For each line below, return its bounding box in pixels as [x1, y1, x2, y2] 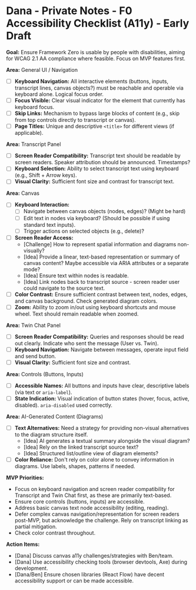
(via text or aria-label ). [14, 389, 72, 396]
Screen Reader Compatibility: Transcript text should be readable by [14, 152, 181, 160]
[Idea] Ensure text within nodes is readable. [23, 272, 129, 279]
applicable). [14, 130, 44, 137]
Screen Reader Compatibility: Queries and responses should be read [14, 333, 184, 340]
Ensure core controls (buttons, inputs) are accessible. [14, 498, 145, 505]
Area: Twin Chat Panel [6, 321, 61, 329]
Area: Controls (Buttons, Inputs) [6, 371, 84, 377]
